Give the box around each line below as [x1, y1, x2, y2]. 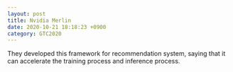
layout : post [7, 10, 46, 18]
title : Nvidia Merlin [7, 17, 72, 24]
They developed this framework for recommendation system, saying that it [7, 49, 226, 58]
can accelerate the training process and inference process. [7, 57, 180, 66]
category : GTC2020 [7, 30, 62, 37]
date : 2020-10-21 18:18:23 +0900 [7, 23, 107, 30]
